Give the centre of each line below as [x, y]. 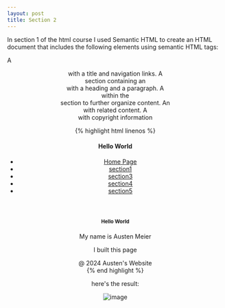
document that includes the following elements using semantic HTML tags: [113, 47]
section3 [120, 176]
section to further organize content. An [115, 102]
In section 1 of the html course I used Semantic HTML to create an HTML [110, 39]
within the [115, 95]
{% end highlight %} [115, 271]
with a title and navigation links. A [115, 74]
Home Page [120, 162]
